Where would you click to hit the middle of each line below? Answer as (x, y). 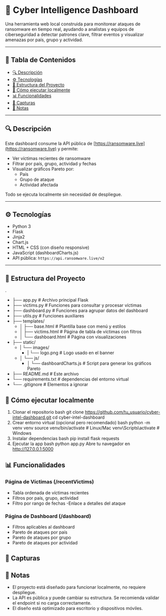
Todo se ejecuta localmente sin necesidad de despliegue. (64, 194)
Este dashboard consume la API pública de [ (50, 143)
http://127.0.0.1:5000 (33, 449)
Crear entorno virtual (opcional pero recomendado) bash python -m (81, 423)
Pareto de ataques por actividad (45, 542)
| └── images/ (34, 348)
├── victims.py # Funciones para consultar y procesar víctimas (77, 306)
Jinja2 (19, 237)
